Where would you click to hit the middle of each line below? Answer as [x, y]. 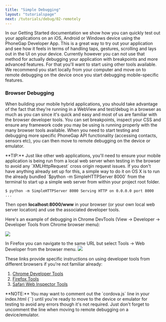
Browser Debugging [30, 93]
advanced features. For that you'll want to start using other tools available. [81, 64]
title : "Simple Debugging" [33, 10]
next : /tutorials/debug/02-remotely [43, 19]
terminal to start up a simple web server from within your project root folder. [83, 182]
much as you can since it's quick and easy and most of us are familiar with [81, 114]
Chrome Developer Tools [38, 274]
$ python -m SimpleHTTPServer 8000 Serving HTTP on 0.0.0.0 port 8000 [80, 191]
